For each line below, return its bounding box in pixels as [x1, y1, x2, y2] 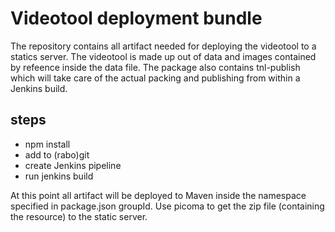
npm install [24, 138, 71, 150]
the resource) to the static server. [10, 210, 148, 222]
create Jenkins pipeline [24, 159, 122, 171]
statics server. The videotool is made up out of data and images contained [10, 50, 317, 62]
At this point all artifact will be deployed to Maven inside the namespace [10, 189, 307, 201]
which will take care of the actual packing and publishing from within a [10, 72, 301, 84]
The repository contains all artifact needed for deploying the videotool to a [10, 40, 317, 52]
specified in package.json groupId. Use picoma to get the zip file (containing [10, 200, 325, 212]
